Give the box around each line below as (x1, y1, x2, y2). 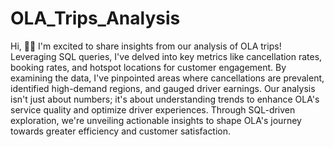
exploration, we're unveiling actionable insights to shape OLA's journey (10, 114, 302, 126)
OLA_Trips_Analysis (10, 7, 181, 30)
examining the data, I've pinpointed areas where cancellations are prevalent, (10, 72, 325, 84)
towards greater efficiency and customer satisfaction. (10, 125, 232, 137)
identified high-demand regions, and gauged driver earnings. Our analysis (10, 82, 316, 94)
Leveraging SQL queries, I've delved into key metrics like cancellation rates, (10, 50, 323, 62)
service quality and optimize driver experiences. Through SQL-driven (10, 103, 296, 116)
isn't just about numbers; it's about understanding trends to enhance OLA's (10, 93, 320, 105)
